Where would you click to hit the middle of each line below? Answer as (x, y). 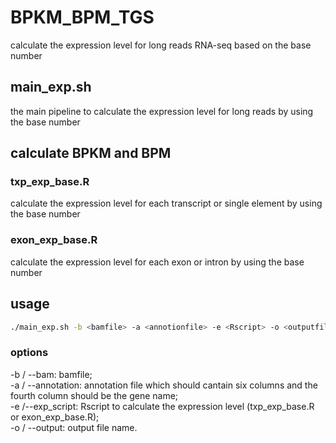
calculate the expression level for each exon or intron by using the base (157, 262)
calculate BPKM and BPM (91, 153)
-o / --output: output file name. (74, 427)
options (29, 353)
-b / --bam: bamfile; (51, 374)
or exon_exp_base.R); (55, 417)
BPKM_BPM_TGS (82, 17)
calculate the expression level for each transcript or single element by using (166, 203)
